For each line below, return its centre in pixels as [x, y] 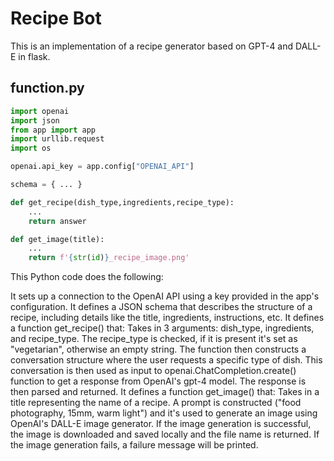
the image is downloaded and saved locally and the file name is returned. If [165, 434]
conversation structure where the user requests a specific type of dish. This [166, 360]
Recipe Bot [56, 18]
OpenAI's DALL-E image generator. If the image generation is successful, [161, 424]
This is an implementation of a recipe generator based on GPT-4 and [152, 46]
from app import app [53, 130]
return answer [57, 221]
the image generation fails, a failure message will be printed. [134, 445]
